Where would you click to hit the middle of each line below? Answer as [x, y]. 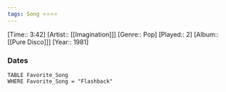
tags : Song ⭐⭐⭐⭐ [33, 14]
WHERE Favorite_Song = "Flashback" [60, 81]
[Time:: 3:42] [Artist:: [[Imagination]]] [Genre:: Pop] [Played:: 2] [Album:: [113, 34]
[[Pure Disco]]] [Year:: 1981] [48, 42]
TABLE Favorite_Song [38, 75]
